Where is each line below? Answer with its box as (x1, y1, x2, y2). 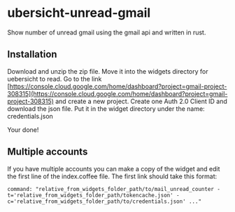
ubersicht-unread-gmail (7, 5, 151, 21)
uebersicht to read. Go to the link (7, 74, 102, 83)
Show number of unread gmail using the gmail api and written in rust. (7, 28, 206, 37)
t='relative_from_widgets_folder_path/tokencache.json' (7, 192, 173, 199)
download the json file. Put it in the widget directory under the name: (7, 104, 205, 113)
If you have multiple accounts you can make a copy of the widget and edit (7, 164, 220, 173)
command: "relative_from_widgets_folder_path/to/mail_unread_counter (7, 185, 215, 192)
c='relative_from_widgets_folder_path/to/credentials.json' (7, 198, 187, 205)
